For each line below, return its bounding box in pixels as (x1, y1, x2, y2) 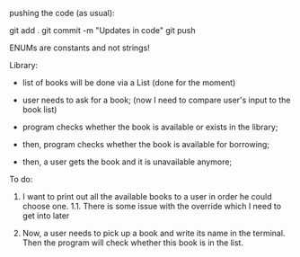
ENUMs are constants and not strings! (9, 42, 150, 53)
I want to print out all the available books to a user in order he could (22, 191, 272, 201)
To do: (9, 174, 33, 184)
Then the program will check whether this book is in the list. (22, 237, 244, 248)
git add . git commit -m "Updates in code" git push (9, 25, 196, 35)
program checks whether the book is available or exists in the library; (22, 121, 278, 132)
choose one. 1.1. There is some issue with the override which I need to (22, 201, 281, 211)
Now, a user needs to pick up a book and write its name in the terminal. (22, 228, 286, 238)
